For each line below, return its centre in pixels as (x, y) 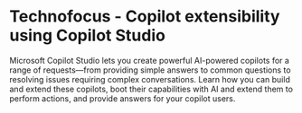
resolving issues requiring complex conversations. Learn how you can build (150, 79)
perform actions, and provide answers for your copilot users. (123, 98)
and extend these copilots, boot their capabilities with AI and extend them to (151, 89)
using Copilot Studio (87, 35)
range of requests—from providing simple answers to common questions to (150, 70)
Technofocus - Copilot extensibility (145, 17)
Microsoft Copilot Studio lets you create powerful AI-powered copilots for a (149, 60)
